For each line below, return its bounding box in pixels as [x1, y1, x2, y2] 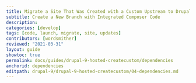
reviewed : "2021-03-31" [6, 41, 64, 47]
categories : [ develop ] [6, 25, 61, 31]
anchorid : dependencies [6, 63, 64, 69]
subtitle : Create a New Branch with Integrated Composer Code [6, 14, 160, 20]
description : [6, 19, 38, 25]
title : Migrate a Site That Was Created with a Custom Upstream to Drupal [6, 8, 192, 15]
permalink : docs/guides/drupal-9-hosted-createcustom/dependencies [6, 57, 174, 63]
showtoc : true [6, 52, 41, 58]
